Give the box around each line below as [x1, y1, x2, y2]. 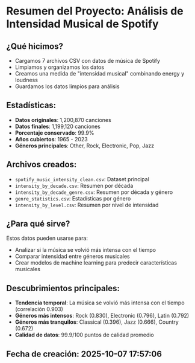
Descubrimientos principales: [6, 283, 120, 294]
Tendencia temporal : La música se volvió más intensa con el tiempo [14, 299, 185, 306]
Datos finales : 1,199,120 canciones [14, 123, 101, 130]
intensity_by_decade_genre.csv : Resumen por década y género [14, 188, 173, 196]
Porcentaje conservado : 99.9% [14, 129, 94, 137]
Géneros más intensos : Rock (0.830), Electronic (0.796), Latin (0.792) [14, 312, 190, 320]
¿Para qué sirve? [6, 219, 70, 229]
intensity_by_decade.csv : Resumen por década [14, 182, 134, 189]
